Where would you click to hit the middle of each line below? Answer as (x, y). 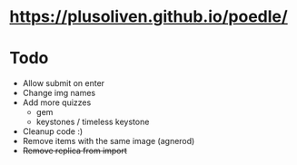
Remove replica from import (74, 150)
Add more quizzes (57, 102)
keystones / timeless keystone (93, 122)
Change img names (59, 93)
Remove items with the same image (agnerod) (109, 141)
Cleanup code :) (53, 131)
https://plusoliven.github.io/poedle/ (148, 17)
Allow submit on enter (64, 83)
